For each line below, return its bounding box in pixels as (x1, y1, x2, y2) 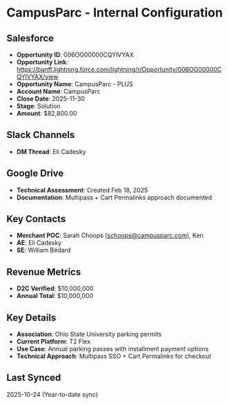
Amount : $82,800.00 (16, 109, 77, 117)
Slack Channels (6, 129, 75, 141)
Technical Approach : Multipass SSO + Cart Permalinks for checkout (16, 352, 212, 360)
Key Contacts (6, 213, 66, 225)
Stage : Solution (16, 102, 61, 110)
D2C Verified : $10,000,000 (16, 284, 94, 293)
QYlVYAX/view (16, 72, 59, 81)
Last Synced (6, 372, 61, 384)
